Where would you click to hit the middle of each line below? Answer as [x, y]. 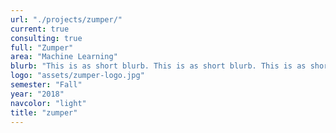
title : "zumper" [44, 112]
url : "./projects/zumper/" [66, 19]
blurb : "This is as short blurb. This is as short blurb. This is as [158, 66]
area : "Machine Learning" [64, 57]
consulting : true [46, 38]
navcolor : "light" [48, 103]
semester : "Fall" [46, 85]
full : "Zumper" [42, 47]
